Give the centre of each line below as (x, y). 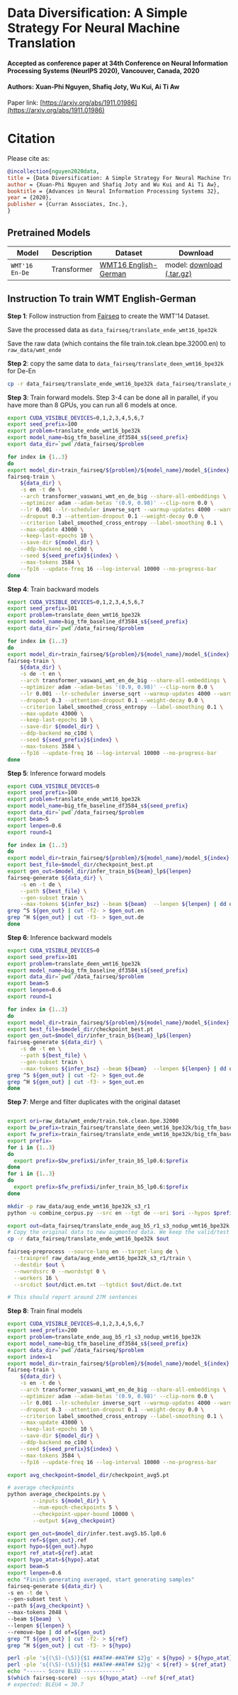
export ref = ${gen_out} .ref (47, 1540)
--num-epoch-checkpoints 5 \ (76, 1508)
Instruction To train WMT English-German (102, 299)
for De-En (22, 370)
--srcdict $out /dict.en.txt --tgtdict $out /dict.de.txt (98, 1285)
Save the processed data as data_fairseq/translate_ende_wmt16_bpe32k (112, 329)
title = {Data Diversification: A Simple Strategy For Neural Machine (114, 178)
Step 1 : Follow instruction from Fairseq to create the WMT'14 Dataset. (109, 316)
